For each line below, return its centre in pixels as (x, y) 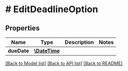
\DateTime (47, 51)
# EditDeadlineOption (52, 9)
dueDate (18, 51)
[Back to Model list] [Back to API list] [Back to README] (64, 63)
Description (79, 42)
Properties (23, 28)
